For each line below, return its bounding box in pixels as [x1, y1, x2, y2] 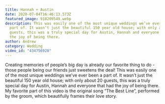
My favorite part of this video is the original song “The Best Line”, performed [5, 88, 160, 94]
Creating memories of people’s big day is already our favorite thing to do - [5, 62, 155, 68]
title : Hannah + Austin [5, 7, 54, 12]
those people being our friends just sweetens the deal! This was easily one [5, 67, 157, 73]
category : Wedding [5, 44, 43, 49]
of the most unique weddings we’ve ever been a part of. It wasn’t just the [5, 72, 153, 78]
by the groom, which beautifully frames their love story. [5, 93, 117, 99]
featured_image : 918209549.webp [5, 16, 71, 21]
